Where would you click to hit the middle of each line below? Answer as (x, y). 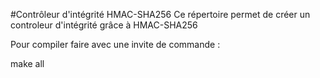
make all (27, 63)
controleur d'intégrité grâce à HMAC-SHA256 (104, 25)
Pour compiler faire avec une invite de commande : (115, 44)
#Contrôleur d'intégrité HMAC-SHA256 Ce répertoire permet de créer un (160, 14)
